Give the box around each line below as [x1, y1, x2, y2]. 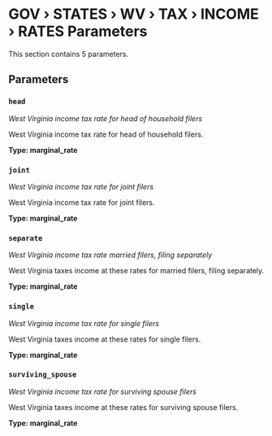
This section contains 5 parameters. [8, 49, 128, 59]
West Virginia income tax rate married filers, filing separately [8, 250, 213, 260]
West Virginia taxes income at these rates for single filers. [8, 334, 201, 344]
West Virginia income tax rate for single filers [8, 318, 160, 328]
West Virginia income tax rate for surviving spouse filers [8, 386, 197, 396]
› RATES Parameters [8, 22, 148, 41]
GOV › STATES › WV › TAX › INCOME [8, 5, 260, 24]
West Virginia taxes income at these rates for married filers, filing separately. [8, 266, 265, 276]
